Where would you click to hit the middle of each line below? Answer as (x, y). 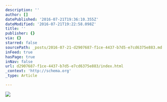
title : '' (16, 29)
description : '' (22, 10)
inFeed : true (19, 52)
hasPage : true (20, 57)
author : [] (17, 15)
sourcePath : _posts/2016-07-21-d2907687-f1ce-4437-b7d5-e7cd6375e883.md (84, 47)
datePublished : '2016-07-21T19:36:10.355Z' (52, 19)
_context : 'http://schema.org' (38, 71)
